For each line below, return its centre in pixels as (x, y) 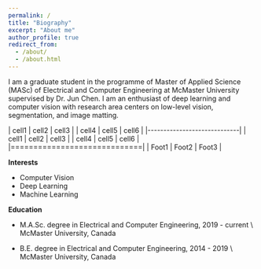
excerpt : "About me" (42, 30)
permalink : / (29, 15)
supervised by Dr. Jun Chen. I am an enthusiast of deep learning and (119, 98)
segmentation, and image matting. (64, 115)
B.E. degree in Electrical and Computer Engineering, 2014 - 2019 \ (126, 248)
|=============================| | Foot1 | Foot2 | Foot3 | (115, 147)
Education (25, 209)
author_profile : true (44, 37)
